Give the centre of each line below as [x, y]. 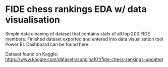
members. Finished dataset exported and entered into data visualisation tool [84, 39]
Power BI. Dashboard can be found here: [47, 44]
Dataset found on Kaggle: [32, 54]
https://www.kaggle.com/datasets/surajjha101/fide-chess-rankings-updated [84, 59]
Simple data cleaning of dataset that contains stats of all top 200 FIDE [78, 33]
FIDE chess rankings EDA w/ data [76, 9]
